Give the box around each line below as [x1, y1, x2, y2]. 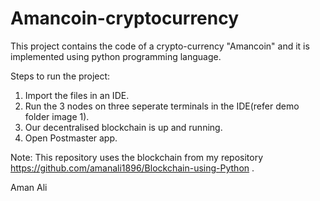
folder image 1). [24, 110, 90, 122]
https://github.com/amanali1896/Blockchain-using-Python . [10, 162, 255, 174]
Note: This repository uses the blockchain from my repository [10, 151, 264, 163]
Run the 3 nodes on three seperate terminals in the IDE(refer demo [24, 100, 300, 112]
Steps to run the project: [10, 70, 111, 82]
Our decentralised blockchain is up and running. [24, 121, 223, 133]
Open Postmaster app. [24, 132, 118, 144]
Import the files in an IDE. [24, 89, 130, 101]
